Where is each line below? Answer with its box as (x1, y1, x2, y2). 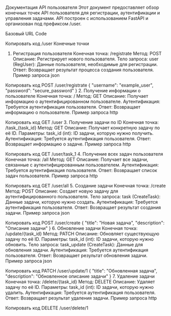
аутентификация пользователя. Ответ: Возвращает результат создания (5, 204, 161, 210)
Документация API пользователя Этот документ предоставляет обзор (5, 5, 159, 10)
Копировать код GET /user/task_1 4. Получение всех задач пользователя (5, 151, 163, 157)
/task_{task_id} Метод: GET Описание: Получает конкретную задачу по (5, 125, 160, 131)
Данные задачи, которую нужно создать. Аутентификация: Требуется (5, 199, 158, 205)
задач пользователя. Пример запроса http (5, 173, 98, 179)
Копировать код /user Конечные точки (5, 40, 89, 47)
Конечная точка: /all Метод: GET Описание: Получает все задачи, (5, 156, 149, 162)
